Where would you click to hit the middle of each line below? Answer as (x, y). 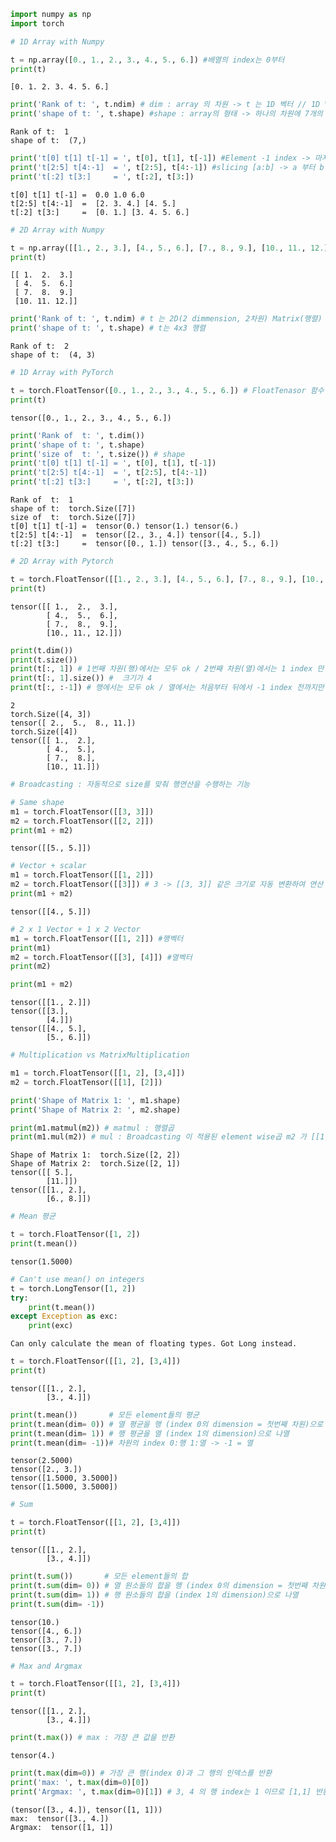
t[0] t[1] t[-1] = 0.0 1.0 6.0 (77, 195)
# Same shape (37, 802)
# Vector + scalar (48, 866)
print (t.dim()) (42, 650)
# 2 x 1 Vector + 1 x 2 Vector (75, 929)
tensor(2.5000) (42, 1461)
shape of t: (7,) (48, 141)
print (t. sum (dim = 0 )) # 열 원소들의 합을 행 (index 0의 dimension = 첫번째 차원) (170, 1585)
